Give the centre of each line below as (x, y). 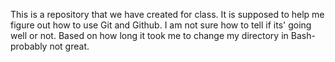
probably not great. (50, 46)
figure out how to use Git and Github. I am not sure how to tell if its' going (161, 25)
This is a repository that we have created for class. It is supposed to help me (167, 14)
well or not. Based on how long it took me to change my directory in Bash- (163, 35)
